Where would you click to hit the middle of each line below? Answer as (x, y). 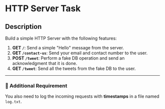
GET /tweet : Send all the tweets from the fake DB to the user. (74, 68)
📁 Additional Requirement (36, 86)
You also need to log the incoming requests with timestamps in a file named (82, 96)
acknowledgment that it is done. (45, 63)
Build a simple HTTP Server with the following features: (61, 38)
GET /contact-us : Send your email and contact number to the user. (80, 53)
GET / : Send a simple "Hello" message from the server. (68, 48)
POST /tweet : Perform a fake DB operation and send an (68, 58)
